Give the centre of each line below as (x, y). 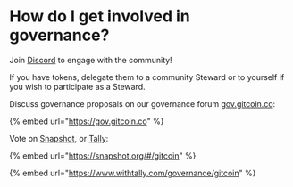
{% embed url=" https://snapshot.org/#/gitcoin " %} (103, 155)
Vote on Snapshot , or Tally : (59, 138)
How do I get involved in (100, 16)
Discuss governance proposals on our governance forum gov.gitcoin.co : (142, 103)
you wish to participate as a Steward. (77, 86)
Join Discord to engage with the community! (91, 60)
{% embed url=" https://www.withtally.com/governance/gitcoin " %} (133, 173)
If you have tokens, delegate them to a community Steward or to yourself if (147, 77)
